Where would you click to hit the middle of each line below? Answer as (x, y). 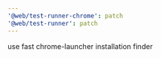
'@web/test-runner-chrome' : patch (66, 16)
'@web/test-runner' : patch (53, 23)
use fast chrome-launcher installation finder (80, 46)
